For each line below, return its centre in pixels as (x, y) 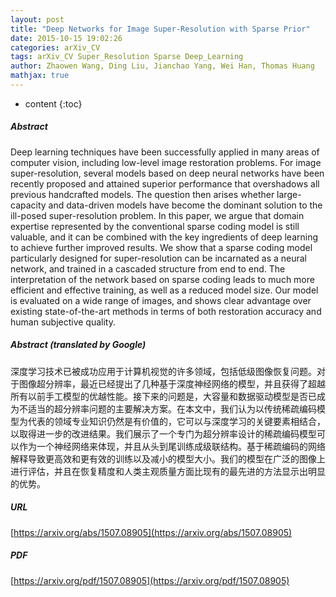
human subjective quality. (63, 322)
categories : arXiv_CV (55, 47)
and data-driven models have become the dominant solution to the (185, 205)
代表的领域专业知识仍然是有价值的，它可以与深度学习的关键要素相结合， (176, 421)
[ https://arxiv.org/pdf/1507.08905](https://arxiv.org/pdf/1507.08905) (150, 580)
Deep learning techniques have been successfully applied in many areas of (165, 152)
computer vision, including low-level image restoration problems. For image (166, 162)
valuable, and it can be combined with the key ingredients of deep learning (164, 237)
